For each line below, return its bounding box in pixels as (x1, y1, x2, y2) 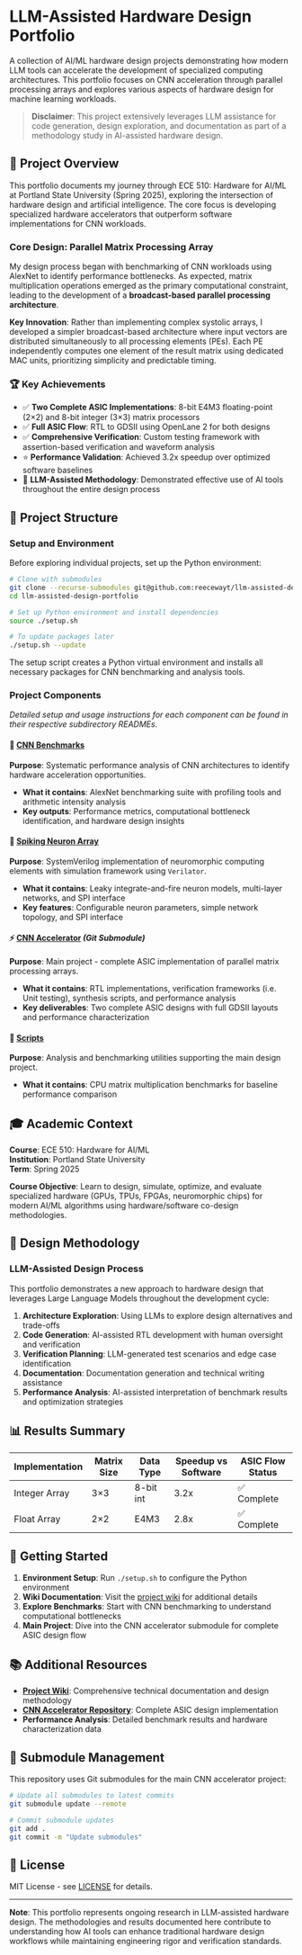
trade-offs (22, 1320, 60, 1331)
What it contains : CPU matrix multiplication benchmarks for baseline (22, 1080, 279, 1090)
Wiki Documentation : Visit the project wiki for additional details (22, 1592, 258, 1602)
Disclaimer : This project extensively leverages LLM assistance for (31, 111, 277, 121)
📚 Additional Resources (9, 1657, 148, 1673)
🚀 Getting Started (9, 1548, 109, 1564)
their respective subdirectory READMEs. (9, 719, 158, 730)
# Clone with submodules (9, 575, 102, 584)
